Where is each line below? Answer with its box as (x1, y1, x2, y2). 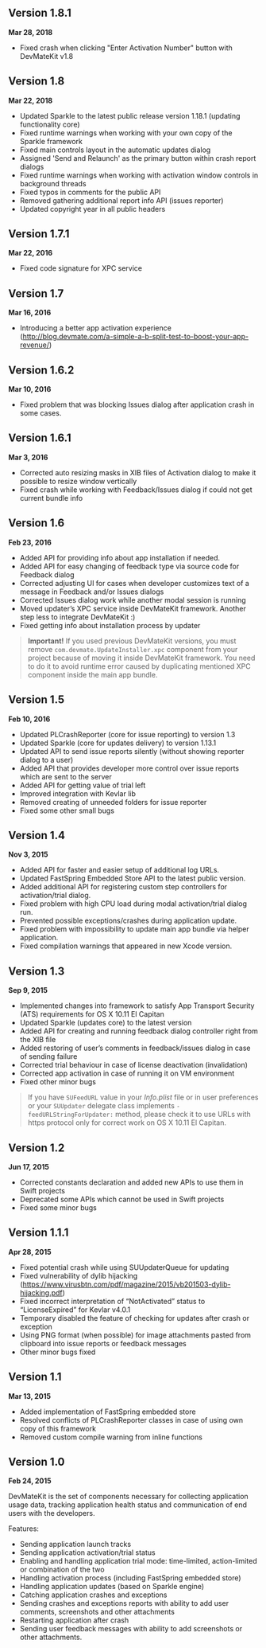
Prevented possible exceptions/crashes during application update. (19, 916, 237, 926)
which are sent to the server (19, 771, 113, 781)
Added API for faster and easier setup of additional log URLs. (19, 865, 220, 875)
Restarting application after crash (19, 1615, 129, 1625)
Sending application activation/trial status (19, 1548, 156, 1557)
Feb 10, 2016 (8, 714, 51, 724)
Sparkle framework (19, 136, 83, 146)
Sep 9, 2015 (8, 986, 48, 995)
